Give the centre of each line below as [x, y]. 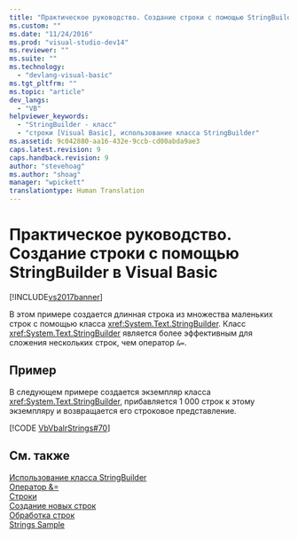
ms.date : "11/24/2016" [51, 34]
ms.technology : [37, 67]
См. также [40, 456]
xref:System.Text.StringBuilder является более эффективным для [131, 333]
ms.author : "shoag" [45, 174]
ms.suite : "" [33, 59]
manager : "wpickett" [47, 183]
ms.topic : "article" [47, 91]
